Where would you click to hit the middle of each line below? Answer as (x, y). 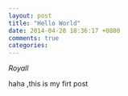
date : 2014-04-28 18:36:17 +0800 (64, 30)
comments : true (34, 38)
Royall (19, 68)
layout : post (30, 16)
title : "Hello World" (45, 23)
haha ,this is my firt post (48, 84)
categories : (28, 46)
